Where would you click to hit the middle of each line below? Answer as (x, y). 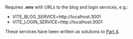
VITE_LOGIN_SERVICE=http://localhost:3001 (57, 22)
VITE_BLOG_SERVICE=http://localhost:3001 (57, 17)
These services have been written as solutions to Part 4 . (62, 31)
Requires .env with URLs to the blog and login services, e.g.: (67, 7)
